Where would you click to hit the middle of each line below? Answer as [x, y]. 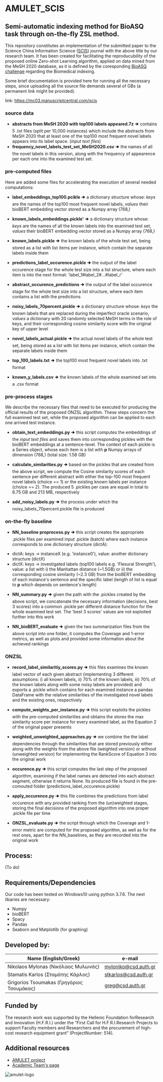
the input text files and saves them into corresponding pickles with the [82, 439]
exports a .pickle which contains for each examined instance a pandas [82, 690]
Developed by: [27, 945]
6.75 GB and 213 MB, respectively [46, 492]
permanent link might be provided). [40, 91]
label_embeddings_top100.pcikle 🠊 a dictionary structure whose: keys [84, 197]
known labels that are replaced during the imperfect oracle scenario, [81, 313]
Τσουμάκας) [22, 988]
